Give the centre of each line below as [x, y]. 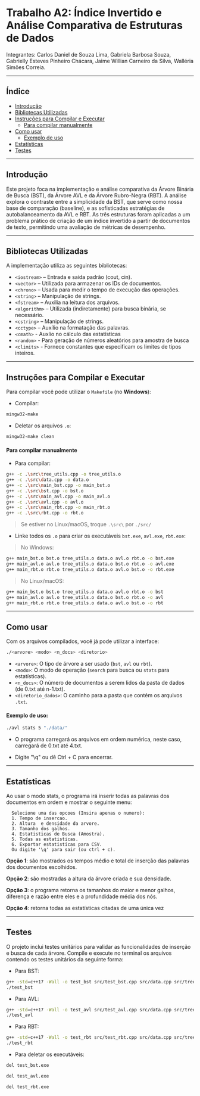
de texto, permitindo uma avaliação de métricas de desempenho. [86, 227]
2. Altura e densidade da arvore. [56, 823]
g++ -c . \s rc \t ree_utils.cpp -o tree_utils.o [63, 474]
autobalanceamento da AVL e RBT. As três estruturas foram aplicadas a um [98, 214]
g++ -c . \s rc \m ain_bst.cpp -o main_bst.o [58, 485]
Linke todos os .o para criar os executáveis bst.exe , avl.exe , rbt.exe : [100, 536]
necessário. [29, 315]
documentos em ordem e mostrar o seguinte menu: [69, 802]
